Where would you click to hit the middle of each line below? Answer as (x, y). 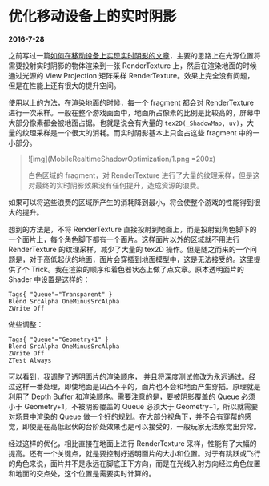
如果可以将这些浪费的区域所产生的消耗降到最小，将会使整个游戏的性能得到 (131, 202)
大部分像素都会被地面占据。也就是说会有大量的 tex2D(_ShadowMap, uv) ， (128, 123)
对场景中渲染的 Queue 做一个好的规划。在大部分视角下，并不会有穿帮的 (126, 416)
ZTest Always (30, 360)
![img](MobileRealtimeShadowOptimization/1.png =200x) (122, 159)
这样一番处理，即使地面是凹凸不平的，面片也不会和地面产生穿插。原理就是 (138, 386)
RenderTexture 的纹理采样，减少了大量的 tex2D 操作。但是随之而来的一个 (129, 249)
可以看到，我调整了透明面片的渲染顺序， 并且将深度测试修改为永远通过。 (128, 376)
